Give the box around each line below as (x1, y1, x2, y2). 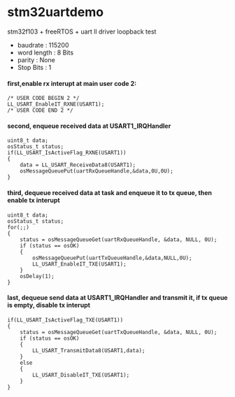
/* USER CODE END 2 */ (7, 107, 73, 114)
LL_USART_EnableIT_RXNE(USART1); (7, 101, 105, 108)
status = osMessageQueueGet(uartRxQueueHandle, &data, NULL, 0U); (20, 236, 218, 243)
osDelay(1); (20, 273, 55, 280)
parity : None (17, 55, 56, 64)
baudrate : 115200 (17, 41, 69, 49)
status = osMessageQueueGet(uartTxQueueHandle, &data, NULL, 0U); (20, 329, 218, 335)
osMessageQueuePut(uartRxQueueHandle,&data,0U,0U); (20, 168, 173, 175)
